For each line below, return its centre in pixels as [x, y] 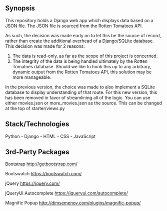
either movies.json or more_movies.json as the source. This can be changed [84, 103]
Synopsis [20, 8]
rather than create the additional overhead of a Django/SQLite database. [79, 41]
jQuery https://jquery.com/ [32, 183]
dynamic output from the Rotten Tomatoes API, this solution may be [82, 72]
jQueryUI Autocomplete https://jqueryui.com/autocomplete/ [67, 193]
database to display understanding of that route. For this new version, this [81, 92]
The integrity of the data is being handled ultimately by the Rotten [80, 61]
